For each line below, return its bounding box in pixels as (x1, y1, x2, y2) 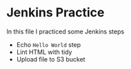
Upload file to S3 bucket (16, 55, 85, 63)
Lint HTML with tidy (16, 48, 72, 56)
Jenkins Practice (6, 5, 105, 20)
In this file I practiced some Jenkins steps (6, 27, 125, 36)
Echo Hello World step (16, 40, 81, 49)
